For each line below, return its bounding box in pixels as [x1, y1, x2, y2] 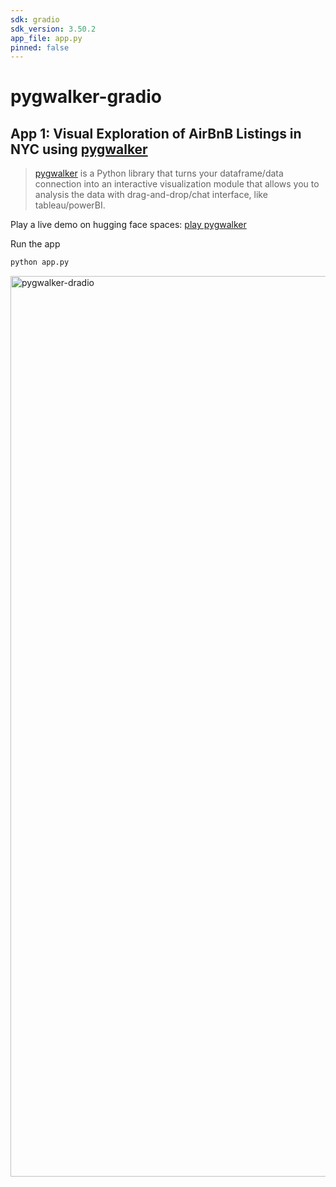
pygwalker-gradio [10, 86, 162, 108]
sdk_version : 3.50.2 [10, 24, 97, 34]
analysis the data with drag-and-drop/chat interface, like [34, 189, 268, 201]
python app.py [10, 257, 70, 268]
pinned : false [10, 42, 70, 53]
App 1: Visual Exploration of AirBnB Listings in [10, 125, 302, 142]
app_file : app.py [10, 33, 83, 43]
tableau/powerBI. [34, 199, 106, 211]
